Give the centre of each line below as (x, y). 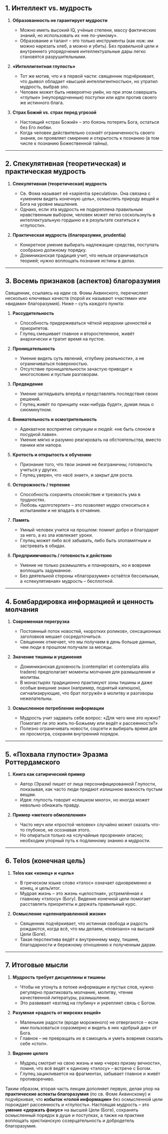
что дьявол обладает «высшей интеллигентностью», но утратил (89, 81)
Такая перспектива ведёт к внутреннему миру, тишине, (80, 939)
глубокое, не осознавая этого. (58, 830)
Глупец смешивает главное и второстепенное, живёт (77, 334)
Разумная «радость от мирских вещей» (57, 1012)
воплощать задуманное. (46, 571)
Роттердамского (33, 762)
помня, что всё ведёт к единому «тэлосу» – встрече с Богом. (85, 1068)
